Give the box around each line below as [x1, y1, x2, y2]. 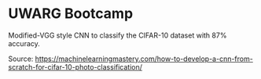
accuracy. [8, 38, 41, 48]
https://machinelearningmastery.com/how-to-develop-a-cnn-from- [35, 54, 253, 63]
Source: [8, 54, 34, 63]
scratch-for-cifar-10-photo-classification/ [8, 62, 143, 71]
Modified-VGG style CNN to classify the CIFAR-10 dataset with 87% [8, 31, 227, 40]
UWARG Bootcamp [8, 5, 134, 23]
